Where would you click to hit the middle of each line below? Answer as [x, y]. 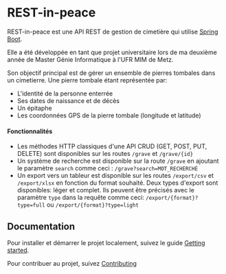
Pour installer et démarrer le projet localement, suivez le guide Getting [106, 242]
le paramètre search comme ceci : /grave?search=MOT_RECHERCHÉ [107, 168]
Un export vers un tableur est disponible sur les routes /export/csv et [115, 176]
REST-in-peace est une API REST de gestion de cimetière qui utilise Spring [113, 32]
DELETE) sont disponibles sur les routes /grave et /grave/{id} [105, 154]
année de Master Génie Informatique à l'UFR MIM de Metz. [90, 59]
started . [18, 250]
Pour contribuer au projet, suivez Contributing [72, 263]
